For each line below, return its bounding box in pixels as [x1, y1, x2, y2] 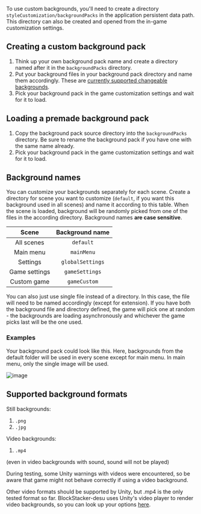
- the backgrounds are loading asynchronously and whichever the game [6, 312, 185, 320]
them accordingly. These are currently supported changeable [14, 76, 167, 84]
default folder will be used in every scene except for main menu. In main [6, 353, 185, 361]
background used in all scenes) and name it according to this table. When [6, 201, 189, 208]
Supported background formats [6, 389, 128, 400]
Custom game [10, 277, 50, 286]
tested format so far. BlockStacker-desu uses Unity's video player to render [6, 494, 194, 501]
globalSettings [61, 259, 105, 265]
